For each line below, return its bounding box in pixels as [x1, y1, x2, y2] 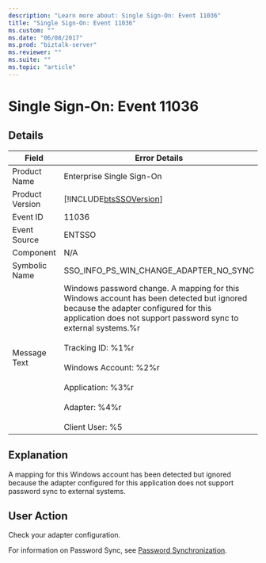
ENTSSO [63, 229, 97, 240]
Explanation [8, 449, 69, 462]
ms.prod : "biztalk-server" [8, 41, 97, 49]
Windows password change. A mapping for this [63, 282, 240, 293]
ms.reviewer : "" [8, 48, 62, 56]
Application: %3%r [63, 381, 135, 393]
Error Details [134, 152, 184, 163]
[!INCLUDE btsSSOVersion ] [63, 193, 163, 205]
